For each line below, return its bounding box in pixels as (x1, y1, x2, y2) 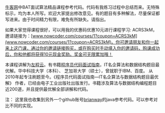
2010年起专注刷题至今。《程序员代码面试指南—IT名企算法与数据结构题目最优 (5, 74, 159, 80)
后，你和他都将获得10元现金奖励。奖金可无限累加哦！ (5, 51, 113, 57)
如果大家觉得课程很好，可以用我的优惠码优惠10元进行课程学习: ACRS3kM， (5, 27, 157, 33)
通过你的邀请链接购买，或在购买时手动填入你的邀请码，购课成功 (30, 45, 160, 51)
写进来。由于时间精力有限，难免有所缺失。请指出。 (5, 17, 109, 22)
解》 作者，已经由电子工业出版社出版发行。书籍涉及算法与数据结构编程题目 (5, 80, 157, 86)
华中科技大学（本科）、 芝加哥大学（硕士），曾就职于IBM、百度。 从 (18, 68, 153, 73)
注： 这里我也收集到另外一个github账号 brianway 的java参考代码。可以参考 (5, 97, 154, 102)
